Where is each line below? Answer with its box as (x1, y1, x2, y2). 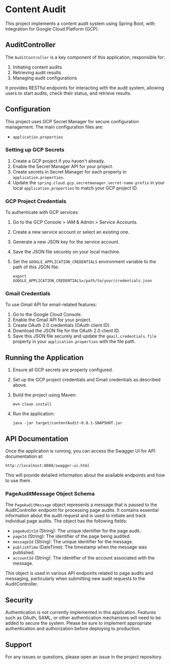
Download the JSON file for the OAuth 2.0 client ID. (12, 327, 120, 334)
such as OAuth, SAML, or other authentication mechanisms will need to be (5, 615, 161, 621)
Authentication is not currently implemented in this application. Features (5, 609, 156, 616)
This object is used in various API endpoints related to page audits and (5, 570, 154, 576)
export (12, 274, 27, 279)
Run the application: (12, 411, 55, 417)
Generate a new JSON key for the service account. (12, 239, 120, 245)
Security (5, 596, 33, 604)
